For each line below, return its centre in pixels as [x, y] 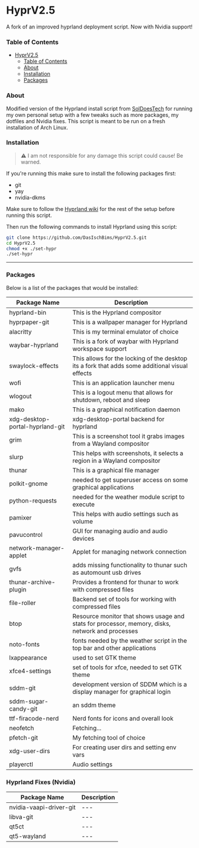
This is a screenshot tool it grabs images [129, 436]
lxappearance [28, 657]
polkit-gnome [28, 484]
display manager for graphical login [122, 692]
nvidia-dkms [30, 197]
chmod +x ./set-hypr [32, 249]
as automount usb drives [107, 572]
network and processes [105, 631]
